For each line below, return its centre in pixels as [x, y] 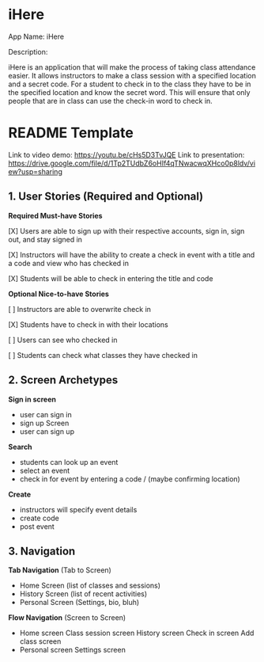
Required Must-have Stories [55, 215]
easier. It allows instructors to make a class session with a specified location [132, 75]
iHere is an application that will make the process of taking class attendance [132, 67]
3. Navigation [42, 551]
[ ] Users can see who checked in [63, 340]
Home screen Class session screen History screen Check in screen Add [137, 633]
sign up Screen [44, 423]
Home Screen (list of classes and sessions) [90, 586]
